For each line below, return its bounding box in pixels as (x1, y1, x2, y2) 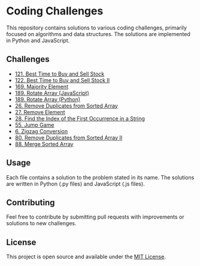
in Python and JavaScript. (6, 37, 70, 44)
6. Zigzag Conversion (14, 127, 68, 135)
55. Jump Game (14, 121, 54, 128)
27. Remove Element (14, 108, 65, 115)
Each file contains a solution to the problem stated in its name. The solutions (6, 174, 195, 181)
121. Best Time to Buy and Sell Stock (14, 70, 105, 77)
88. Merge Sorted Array (14, 140, 74, 148)
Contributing (6, 197, 55, 208)
